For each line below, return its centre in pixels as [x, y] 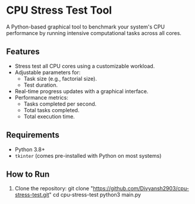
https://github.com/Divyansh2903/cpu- [141, 189]
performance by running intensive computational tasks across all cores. [94, 33]
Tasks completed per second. [60, 104]
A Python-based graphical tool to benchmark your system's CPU [86, 27]
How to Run [28, 174]
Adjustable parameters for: [48, 72]
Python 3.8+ [30, 149]
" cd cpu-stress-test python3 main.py [95, 195]
